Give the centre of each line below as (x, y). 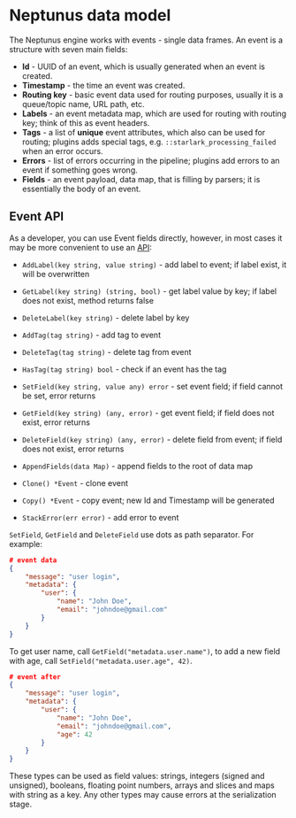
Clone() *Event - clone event (75, 482)
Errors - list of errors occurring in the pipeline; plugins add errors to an (151, 160)
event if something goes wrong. (80, 170)
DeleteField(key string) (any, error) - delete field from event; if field (152, 439)
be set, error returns (59, 396)
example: (26, 544)
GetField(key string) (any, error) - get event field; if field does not (148, 413)
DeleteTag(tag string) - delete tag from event (106, 351)
